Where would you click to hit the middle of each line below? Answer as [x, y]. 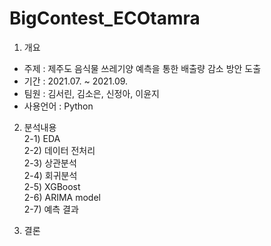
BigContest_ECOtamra [105, 18]
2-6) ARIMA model [62, 197]
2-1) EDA [42, 138]
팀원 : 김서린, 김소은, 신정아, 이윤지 [91, 93]
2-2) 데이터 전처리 [59, 150]
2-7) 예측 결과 [51, 209]
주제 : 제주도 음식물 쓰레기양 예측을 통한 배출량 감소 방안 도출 [142, 68]
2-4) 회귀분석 [50, 175]
